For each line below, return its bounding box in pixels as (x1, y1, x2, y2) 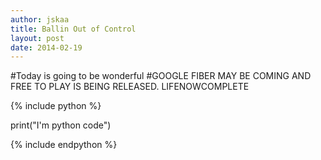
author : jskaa (10, 14, 70, 25)
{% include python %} (10, 100, 102, 112)
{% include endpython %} (10, 139, 118, 151)
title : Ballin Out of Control (10, 24, 137, 34)
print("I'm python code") (10, 119, 112, 131)
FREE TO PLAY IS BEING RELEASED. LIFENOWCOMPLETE (10, 81, 250, 93)
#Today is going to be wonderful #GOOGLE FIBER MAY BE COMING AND (10, 70, 312, 82)
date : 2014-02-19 (10, 42, 83, 53)
